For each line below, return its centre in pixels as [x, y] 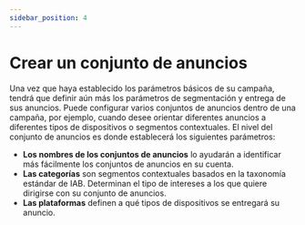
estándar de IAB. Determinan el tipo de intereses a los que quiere [145, 183]
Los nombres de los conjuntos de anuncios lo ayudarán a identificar [152, 154]
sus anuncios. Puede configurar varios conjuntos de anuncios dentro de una [152, 107]
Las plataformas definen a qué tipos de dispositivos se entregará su [151, 202]
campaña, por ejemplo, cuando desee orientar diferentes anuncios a [138, 117]
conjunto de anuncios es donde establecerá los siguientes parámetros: [142, 137]
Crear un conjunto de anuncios [128, 62]
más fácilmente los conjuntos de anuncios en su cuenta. [128, 164]
